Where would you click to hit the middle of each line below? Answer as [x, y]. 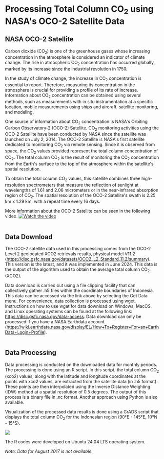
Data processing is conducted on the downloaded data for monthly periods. [81, 364]
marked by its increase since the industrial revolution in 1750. [66, 69]
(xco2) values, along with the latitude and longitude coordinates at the [75, 376]
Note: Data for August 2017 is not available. [49, 451]
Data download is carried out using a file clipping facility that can [70, 285]
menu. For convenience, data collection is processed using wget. [71, 301]
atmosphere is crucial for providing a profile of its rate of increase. [72, 90]
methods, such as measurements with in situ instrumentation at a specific [79, 101]
